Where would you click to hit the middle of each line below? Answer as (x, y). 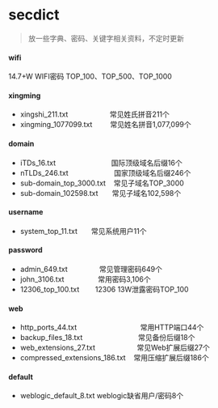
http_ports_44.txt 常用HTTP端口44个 (112, 327)
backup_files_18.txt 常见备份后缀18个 (107, 338)
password (25, 250)
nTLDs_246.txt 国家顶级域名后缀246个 (105, 172)
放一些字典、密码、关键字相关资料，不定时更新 (106, 38)
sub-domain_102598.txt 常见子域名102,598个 (101, 193)
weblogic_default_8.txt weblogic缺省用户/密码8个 (102, 396)
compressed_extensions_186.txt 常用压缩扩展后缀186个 (114, 358)
